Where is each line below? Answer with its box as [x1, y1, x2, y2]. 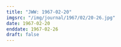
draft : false [6, 32, 40, 38]
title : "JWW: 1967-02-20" [6, 9, 72, 15]
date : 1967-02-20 [6, 20, 50, 26]
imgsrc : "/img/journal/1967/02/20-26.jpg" [6, 15, 116, 21]
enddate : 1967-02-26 [6, 26, 59, 32]
